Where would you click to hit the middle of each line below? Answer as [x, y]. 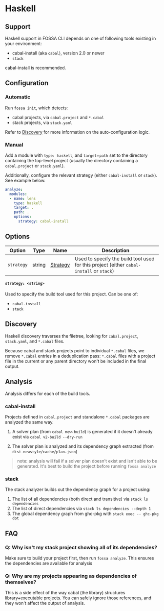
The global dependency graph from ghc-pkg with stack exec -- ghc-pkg [85, 514]
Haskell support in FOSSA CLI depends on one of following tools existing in [81, 38]
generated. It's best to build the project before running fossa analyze [86, 466]
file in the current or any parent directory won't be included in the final [76, 361]
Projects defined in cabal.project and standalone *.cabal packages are [77, 416]
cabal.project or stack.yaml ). [35, 166]
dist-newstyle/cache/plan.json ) [45, 451]
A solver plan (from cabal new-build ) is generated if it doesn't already [82, 431]
